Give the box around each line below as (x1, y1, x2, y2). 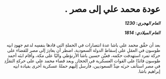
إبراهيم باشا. (137, 68, 161, 75)
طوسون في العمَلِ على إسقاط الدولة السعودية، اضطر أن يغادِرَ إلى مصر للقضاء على (7, 47, 161, 53)
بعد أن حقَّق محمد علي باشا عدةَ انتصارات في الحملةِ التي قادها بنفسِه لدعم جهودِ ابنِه (6, 42, 161, 48)
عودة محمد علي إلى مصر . (64, 3, 161, 15)
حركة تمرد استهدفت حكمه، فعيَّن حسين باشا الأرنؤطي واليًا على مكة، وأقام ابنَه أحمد (7, 53, 161, 59)
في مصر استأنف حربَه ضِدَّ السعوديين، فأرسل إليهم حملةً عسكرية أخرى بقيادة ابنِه (13, 63, 161, 69)
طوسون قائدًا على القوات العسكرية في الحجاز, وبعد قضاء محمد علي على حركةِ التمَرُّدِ (4, 58, 161, 64)
